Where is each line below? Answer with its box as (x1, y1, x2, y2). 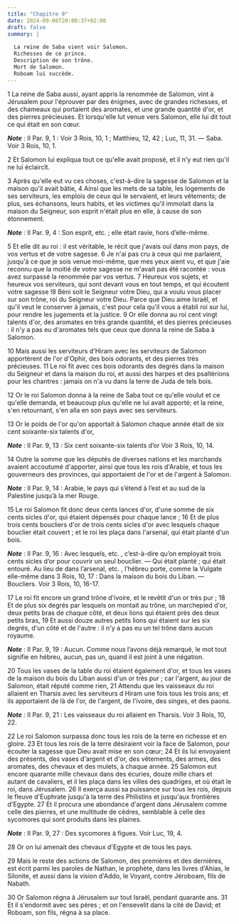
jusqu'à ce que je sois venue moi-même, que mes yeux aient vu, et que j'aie (7, 257, 230, 266)
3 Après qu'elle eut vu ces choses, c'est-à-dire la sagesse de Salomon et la (7, 176, 229, 185)
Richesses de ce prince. (14, 51, 87, 58)
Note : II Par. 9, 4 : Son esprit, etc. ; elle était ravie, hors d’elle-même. (7, 228, 210, 237)
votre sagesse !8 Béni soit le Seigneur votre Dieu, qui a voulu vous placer (7, 287, 222, 296)
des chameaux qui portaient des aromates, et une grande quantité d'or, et (7, 105, 223, 113)
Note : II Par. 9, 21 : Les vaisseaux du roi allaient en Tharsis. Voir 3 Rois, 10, (7, 710, 226, 719)
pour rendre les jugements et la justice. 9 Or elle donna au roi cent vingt (7, 310, 218, 318)
